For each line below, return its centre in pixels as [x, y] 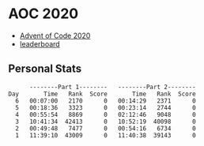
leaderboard [40, 43]
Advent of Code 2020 [55, 36]
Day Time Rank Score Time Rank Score [102, 94]
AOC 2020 [43, 14]
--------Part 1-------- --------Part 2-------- [112, 87]
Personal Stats [45, 69]
